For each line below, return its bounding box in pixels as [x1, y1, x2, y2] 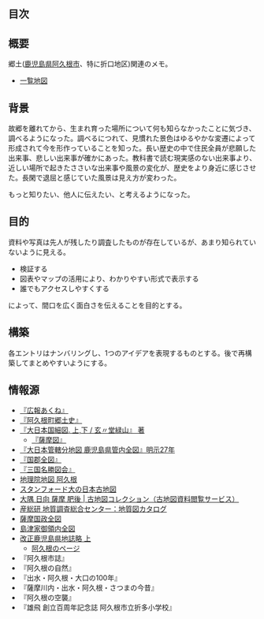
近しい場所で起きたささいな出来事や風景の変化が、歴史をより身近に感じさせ [8, 163, 257, 173]
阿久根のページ [31, 543, 80, 554]
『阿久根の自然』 [19, 563, 76, 573]
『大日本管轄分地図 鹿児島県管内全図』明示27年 [19, 445, 176, 455]
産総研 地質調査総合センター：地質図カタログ [19, 504, 167, 514]
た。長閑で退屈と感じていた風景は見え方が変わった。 [8, 173, 181, 183]
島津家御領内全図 [19, 524, 76, 534]
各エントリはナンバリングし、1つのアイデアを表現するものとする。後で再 [8, 348, 246, 357]
